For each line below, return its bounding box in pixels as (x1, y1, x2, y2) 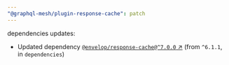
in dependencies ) (17, 50, 65, 58)
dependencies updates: (7, 29, 76, 37)
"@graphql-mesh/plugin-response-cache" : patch (7, 10, 146, 17)
